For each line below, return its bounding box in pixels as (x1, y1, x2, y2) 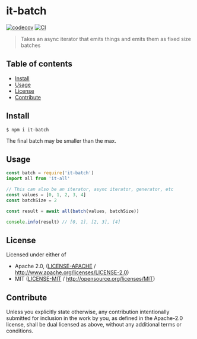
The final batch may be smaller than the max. (6, 137, 117, 144)
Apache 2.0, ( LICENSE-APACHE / (14, 263, 96, 270)
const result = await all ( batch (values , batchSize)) (6, 208, 139, 214)
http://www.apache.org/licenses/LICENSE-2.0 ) (14, 269, 129, 276)
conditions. (6, 327, 34, 334)
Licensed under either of (6, 251, 66, 258)
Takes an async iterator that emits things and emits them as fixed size (20, 35, 192, 42)
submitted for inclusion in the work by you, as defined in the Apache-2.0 (6, 315, 183, 322)
